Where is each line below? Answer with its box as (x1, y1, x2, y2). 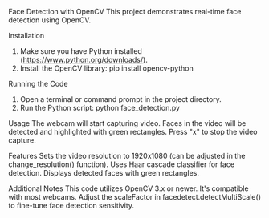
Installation (8, 31, 45, 40)
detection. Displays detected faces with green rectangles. (8, 168, 199, 177)
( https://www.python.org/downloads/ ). (19, 55, 149, 64)
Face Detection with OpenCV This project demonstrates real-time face (8, 7, 242, 16)
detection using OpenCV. (8, 15, 92, 25)
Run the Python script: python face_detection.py (19, 103, 181, 112)
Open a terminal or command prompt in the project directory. (19, 95, 222, 103)
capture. (8, 135, 36, 145)
